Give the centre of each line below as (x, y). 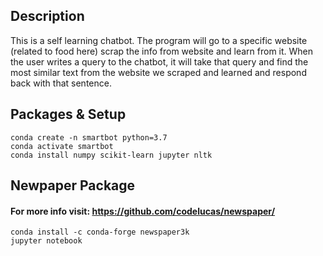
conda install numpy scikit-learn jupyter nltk (111, 155)
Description (47, 16)
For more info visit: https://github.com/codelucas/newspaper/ (143, 211)
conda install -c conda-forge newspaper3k (100, 232)
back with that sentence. (61, 83)
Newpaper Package (73, 185)
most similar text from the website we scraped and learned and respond (158, 72)
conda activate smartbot (62, 146)
